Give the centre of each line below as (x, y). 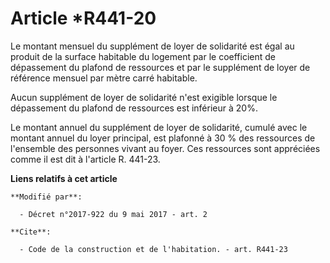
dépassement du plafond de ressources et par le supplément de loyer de (160, 67)
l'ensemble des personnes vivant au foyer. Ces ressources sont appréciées (165, 148)
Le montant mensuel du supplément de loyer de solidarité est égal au (152, 46)
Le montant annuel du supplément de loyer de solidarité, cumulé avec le (159, 127)
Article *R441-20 (83, 18)
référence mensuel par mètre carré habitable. (104, 78)
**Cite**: (31, 232)
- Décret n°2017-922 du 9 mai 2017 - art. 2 (113, 214)
